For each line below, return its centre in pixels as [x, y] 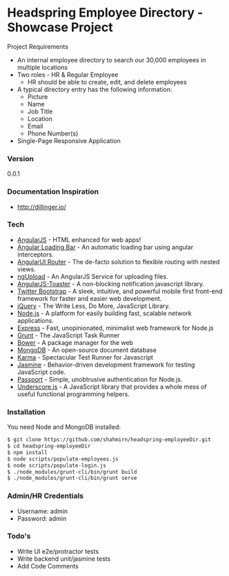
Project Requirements [38, 46]
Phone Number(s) [53, 133]
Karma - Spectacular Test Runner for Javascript [85, 357]
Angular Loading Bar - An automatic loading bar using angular [105, 247]
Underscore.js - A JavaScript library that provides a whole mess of [112, 387]
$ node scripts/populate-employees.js [63, 459]
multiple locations [42, 67]
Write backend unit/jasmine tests [64, 559]
